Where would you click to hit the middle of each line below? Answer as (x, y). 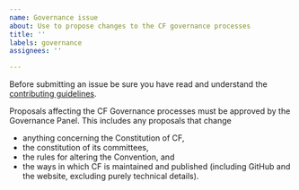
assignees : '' (36, 51)
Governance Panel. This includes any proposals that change (120, 121)
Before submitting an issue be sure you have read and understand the (138, 84)
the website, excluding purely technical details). (110, 177)
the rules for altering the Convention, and (98, 157)
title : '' (28, 34)
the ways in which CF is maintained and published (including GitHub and (156, 167)
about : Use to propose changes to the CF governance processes (130, 26)
